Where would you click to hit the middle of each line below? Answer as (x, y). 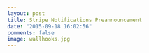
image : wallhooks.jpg (39, 39)
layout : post (26, 13)
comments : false (31, 33)
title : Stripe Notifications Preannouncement (74, 20)
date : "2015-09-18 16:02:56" (50, 26)
